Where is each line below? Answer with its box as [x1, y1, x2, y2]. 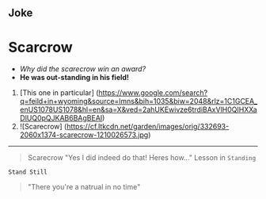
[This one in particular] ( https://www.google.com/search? [19, 88, 208, 98]
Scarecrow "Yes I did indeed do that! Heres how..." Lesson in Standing [27, 153, 256, 163]
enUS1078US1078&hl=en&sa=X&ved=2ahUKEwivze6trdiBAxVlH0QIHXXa [19, 105, 257, 114]
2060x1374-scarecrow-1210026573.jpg [19, 130, 149, 140]
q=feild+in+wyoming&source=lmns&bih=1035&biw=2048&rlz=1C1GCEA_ [19, 97, 258, 106]
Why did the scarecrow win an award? [19, 64, 146, 74]
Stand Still [8, 168, 47, 177]
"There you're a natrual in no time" [27, 182, 141, 192]
